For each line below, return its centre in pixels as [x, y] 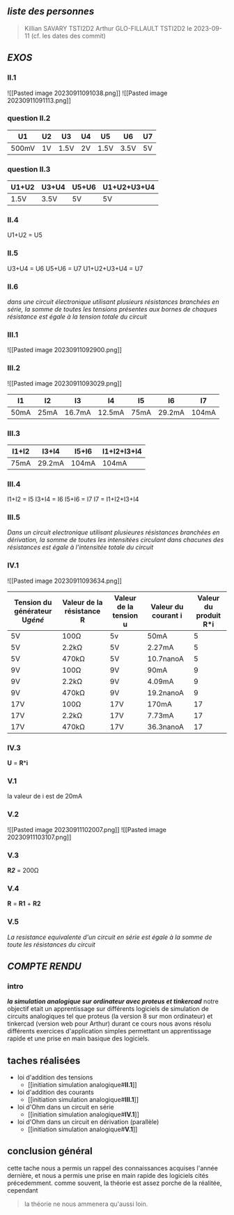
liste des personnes [51, 12]
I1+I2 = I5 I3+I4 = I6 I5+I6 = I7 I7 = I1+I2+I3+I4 [73, 500]
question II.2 [29, 118]
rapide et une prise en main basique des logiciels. [78, 1039]
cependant [23, 1190]
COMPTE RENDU [44, 966]
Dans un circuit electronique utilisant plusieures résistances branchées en [114, 532]
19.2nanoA [166, 692]
